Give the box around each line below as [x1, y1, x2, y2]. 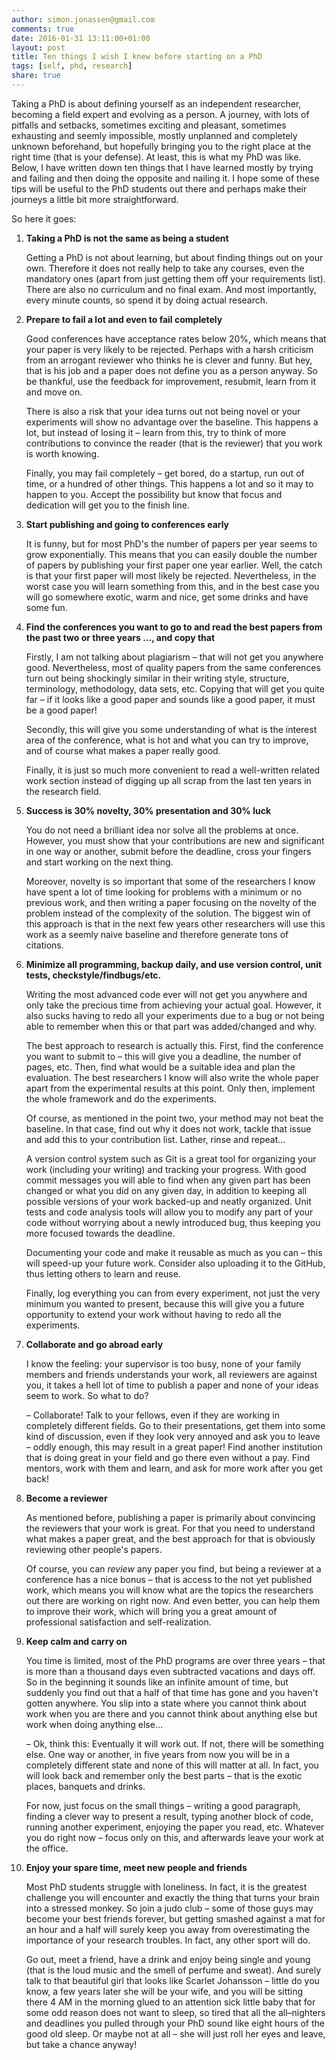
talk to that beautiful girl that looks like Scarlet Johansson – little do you [25, 1974, 320, 1986]
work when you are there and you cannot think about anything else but [25, 1707, 318, 1720]
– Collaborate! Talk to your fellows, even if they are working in [25, 1409, 281, 1421]
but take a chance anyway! [25, 2038, 138, 2050]
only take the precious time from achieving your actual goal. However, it [25, 999, 322, 1011]
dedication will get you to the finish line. [25, 499, 190, 511]
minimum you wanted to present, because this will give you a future [25, 1297, 305, 1310]
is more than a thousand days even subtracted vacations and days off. [25, 1665, 316, 1677]
